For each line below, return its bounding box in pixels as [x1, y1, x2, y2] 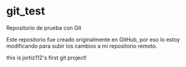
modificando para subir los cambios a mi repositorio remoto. [6, 42, 157, 49]
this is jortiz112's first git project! [6, 54, 87, 61]
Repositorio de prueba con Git [6, 24, 82, 31]
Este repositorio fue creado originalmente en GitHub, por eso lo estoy [6, 36, 181, 43]
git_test [6, 4, 46, 18]
